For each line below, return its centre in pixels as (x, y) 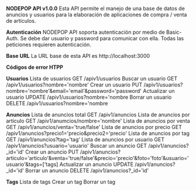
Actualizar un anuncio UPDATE (96, 164)
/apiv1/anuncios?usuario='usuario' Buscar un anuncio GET (77, 146)
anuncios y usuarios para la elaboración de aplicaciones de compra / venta (97, 15)
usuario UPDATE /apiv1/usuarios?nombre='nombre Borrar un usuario (89, 97)
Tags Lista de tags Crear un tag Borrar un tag (61, 182)
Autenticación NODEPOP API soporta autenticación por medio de (85, 32)
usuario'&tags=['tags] (32, 164)
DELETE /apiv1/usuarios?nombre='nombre (57, 103)
